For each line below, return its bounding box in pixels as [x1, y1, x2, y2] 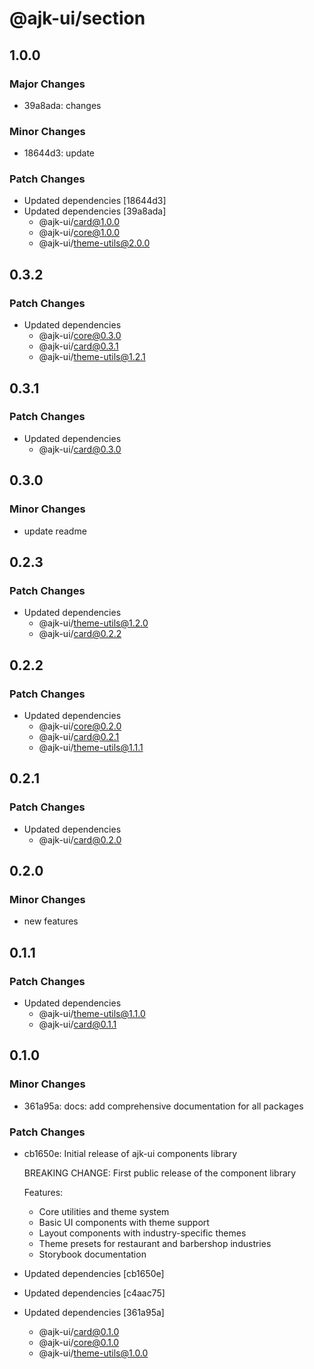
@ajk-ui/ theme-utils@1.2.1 [38, 351, 146, 363]
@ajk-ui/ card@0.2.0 [38, 833, 122, 846]
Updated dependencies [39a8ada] [23, 205, 167, 217]
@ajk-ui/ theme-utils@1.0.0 [38, 1347, 149, 1359]
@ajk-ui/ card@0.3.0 [38, 443, 122, 455]
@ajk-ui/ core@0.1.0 [38, 1336, 120, 1348]
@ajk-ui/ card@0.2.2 [38, 628, 122, 640]
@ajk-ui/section [9, 7, 146, 30]
